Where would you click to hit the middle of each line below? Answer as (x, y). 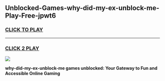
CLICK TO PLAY (24, 30)
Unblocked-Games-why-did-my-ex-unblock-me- (82, 8)
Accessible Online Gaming (33, 73)
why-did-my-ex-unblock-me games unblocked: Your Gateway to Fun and (81, 68)
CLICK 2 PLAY (22, 48)
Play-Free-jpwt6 (31, 16)
